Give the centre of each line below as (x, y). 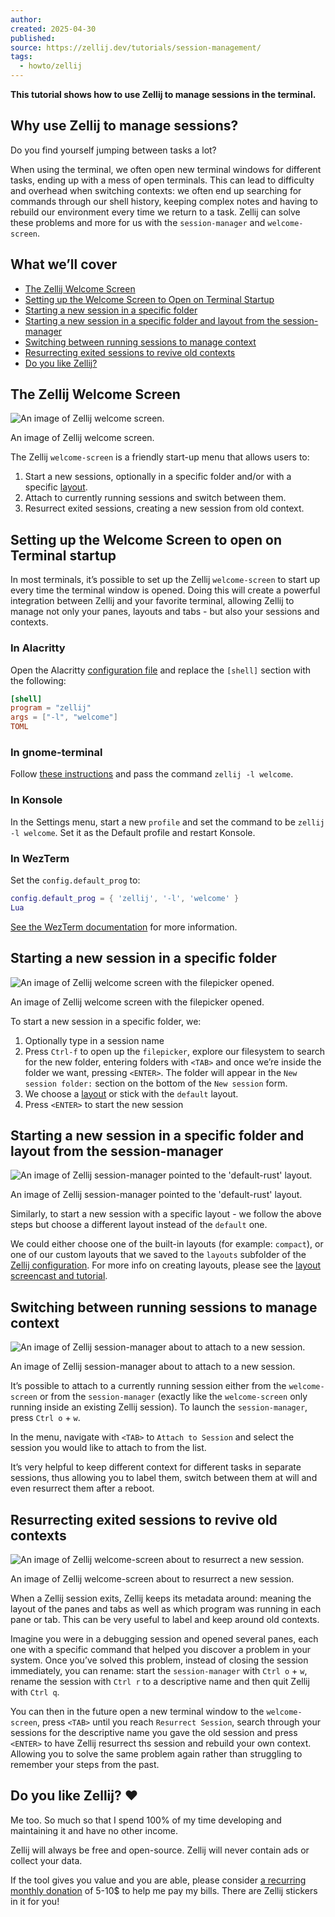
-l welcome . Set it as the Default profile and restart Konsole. (133, 832)
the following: (38, 680)
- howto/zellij (51, 66)
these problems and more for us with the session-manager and (138, 222)
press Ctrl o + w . (45, 1418)
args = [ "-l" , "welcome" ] (64, 717)
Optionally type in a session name (94, 1040)
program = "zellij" (51, 708)
